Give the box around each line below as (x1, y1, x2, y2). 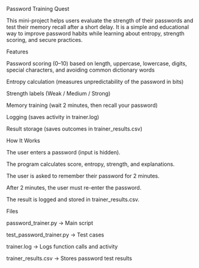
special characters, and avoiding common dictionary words (6, 66, 155, 74)
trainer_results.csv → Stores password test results (6, 255, 133, 262)
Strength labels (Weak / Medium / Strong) (6, 90, 111, 97)
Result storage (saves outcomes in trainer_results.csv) (6, 125, 143, 132)
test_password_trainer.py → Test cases (6, 231, 105, 238)
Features (6, 48, 29, 55)
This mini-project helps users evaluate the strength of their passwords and (6, 17, 194, 24)
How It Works (6, 137, 41, 144)
